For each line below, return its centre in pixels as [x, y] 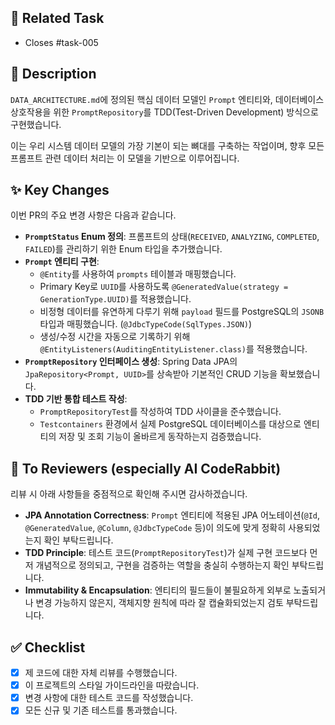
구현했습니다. [36, 124]
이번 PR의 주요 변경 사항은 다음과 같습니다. [93, 215]
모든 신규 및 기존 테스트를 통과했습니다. [101, 710]
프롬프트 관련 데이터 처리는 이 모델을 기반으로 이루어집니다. [125, 158]
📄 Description [53, 74]
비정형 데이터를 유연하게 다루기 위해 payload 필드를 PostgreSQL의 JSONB [182, 312]
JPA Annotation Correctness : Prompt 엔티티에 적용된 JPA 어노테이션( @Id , [172, 515]
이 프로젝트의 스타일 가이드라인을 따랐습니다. [112, 685]
